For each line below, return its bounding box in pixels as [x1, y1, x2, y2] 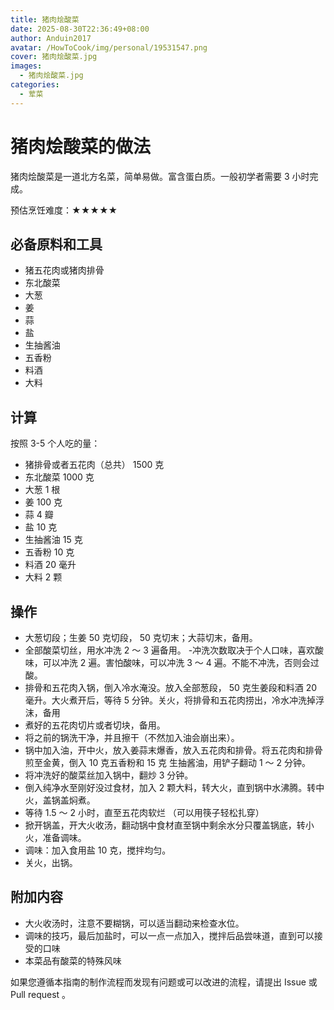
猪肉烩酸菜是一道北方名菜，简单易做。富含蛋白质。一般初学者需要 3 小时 [10, 170, 310, 182]
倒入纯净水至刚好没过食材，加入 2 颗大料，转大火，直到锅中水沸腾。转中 [24, 782, 325, 793]
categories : [10, 80, 60, 90]
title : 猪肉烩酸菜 [10, 14, 80, 25]
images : [10, 61, 43, 71]
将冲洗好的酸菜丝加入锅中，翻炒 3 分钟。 [24, 769, 194, 781]
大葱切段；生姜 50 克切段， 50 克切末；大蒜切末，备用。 [24, 632, 258, 643]
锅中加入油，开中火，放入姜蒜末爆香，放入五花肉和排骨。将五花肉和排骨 [24, 744, 323, 756]
